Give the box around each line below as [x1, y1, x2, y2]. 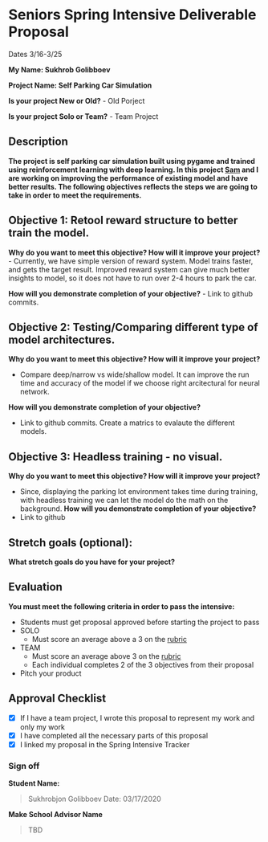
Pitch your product [19, 668, 82, 678]
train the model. [8, 227, 90, 240]
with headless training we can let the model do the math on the [19, 496, 229, 505]
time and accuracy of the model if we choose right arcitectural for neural [19, 378, 261, 388]
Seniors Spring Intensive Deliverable [8, 6, 257, 24]
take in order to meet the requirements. [8, 190, 142, 200]
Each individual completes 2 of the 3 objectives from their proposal [31, 660, 254, 669]
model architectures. [8, 333, 116, 346]
